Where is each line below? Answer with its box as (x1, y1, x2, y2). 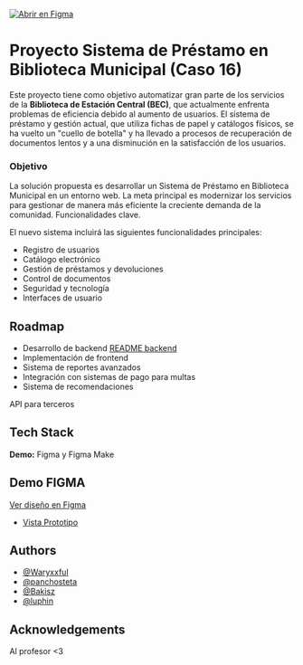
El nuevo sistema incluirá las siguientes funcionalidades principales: (9, 227, 262, 238)
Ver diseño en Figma (9, 499, 87, 510)
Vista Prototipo (22, 517, 79, 527)
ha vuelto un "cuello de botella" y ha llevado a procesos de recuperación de (9, 128, 292, 138)
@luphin (22, 595, 54, 606)
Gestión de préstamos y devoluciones (22, 263, 165, 275)
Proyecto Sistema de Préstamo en (9, 41, 269, 61)
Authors (9, 543, 57, 558)
